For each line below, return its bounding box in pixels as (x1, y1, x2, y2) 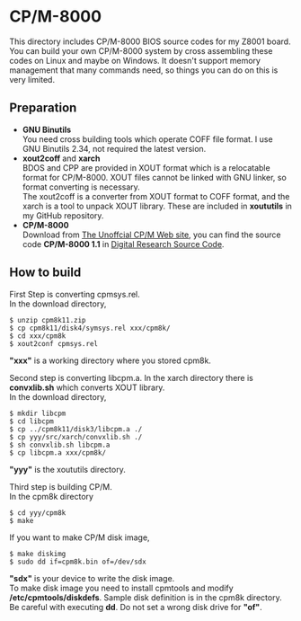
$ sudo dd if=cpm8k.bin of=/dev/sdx (9, 557, 146, 566)
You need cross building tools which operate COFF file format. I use (22, 133, 273, 145)
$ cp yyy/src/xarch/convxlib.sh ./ (9, 432, 143, 441)
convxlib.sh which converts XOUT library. (9, 382, 165, 393)
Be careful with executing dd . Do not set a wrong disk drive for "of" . (9, 601, 262, 612)
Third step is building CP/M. (9, 481, 112, 492)
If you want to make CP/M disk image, (9, 532, 150, 543)
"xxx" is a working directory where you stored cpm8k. (9, 355, 211, 366)
